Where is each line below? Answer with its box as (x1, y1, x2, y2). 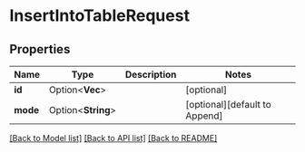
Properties (9, 42, 71, 57)
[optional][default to (185, 99, 272, 110)
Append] (185, 109, 223, 122)
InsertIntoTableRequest (9, 5, 191, 26)
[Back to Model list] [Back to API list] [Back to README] (9, 133, 218, 143)
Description (124, 69, 177, 81)
